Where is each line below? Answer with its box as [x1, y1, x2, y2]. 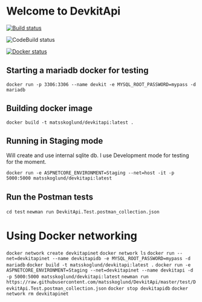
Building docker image [6, 103, 93, 113]
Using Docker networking [6, 229, 138, 243]
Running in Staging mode [6, 135, 103, 146]
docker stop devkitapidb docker [108, 286, 189, 292]
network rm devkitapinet [6, 291, 69, 297]
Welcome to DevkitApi [6, 4, 121, 18]
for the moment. [6, 158, 47, 166]
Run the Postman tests [6, 192, 94, 202]
